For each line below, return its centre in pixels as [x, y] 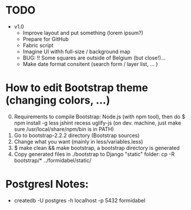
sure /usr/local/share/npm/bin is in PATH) [64, 129]
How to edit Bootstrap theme [77, 88]
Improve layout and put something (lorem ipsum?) [83, 32]
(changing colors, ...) [58, 100]
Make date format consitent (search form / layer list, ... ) [90, 64]
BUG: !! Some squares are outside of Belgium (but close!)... [94, 58]
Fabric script [38, 45]
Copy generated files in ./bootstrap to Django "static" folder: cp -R [94, 154]
